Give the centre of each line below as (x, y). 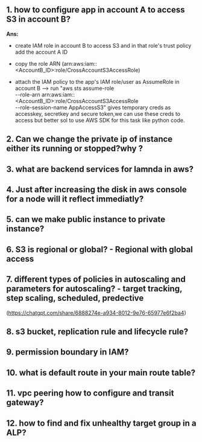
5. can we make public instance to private (86, 219)
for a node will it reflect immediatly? (75, 199)
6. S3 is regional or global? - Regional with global (99, 249)
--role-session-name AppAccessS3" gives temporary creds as (93, 107)
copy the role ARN (38, 63)
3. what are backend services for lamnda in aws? (100, 169)
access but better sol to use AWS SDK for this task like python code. (100, 120)
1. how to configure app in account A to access (96, 10)
